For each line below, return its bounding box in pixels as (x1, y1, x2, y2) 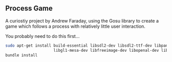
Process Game (5, 4, 53, 13)
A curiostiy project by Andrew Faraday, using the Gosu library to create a (5, 17, 159, 24)
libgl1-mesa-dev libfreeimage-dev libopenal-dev (53, 48, 159, 53)
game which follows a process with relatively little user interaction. (5, 23, 146, 29)
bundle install (5, 52, 38, 58)
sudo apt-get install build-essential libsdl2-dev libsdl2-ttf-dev (5, 43, 153, 48)
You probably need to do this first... (5, 33, 80, 39)
